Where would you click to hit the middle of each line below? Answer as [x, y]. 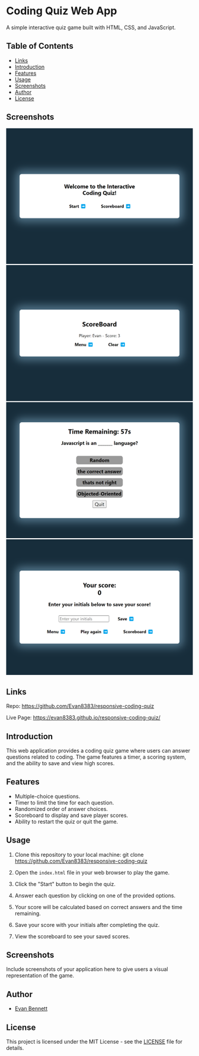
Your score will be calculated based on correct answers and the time [98, 907]
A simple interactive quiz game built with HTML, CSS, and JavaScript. [91, 27]
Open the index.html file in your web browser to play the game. [92, 872]
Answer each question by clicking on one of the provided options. [95, 895]
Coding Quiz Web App [62, 11]
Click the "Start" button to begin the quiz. [65, 884]
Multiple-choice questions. [47, 796]
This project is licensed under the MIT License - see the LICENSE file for [94, 1041]
